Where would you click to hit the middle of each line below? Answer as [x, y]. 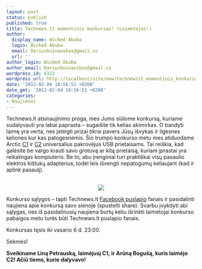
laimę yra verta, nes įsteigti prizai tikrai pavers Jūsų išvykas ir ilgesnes [93, 131]
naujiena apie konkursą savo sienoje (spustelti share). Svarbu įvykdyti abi [97, 205]
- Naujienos [21, 101]
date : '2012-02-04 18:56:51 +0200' [51, 85]
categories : [21, 96]
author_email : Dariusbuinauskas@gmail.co [59, 68]
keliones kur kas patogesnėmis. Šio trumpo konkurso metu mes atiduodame [100, 138]
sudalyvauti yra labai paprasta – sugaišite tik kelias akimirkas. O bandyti [95, 125]
